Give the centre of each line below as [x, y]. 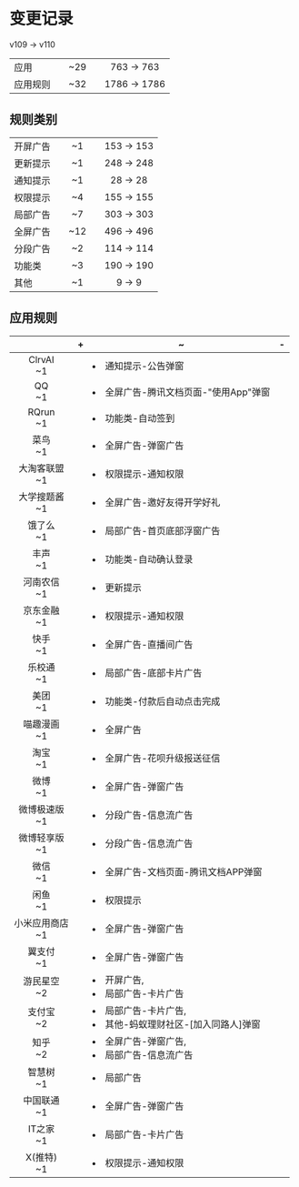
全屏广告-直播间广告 [149, 644]
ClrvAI [41, 359]
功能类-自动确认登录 [149, 558]
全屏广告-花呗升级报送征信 [163, 758]
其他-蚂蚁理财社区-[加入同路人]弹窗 [183, 1024]
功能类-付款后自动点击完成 [163, 701]
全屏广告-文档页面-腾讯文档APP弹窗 [184, 871]
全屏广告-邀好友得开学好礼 [163, 502]
